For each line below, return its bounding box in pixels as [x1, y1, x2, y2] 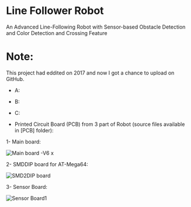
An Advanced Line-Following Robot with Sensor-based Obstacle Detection [6, 23, 186, 30]
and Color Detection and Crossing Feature [6, 29, 107, 36]
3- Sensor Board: [6, 183, 48, 190]
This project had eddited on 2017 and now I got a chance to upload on [6, 69, 175, 76]
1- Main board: [6, 138, 41, 145]
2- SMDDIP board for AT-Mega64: [6, 160, 89, 167]
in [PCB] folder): [14, 127, 54, 134]
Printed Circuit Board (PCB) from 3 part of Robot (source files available [14, 121, 185, 128]
